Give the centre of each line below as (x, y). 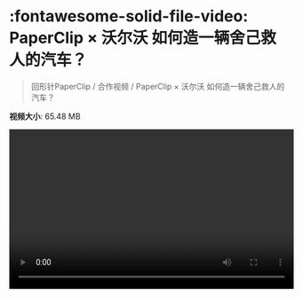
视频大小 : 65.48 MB (45, 116)
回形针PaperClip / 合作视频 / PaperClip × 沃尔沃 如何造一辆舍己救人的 (158, 86)
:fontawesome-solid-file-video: (129, 16)
